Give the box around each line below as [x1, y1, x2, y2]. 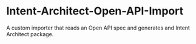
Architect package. [6, 30, 54, 37]
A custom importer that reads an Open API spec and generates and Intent [6, 24, 190, 31]
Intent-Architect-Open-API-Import [6, 4, 184, 18]
